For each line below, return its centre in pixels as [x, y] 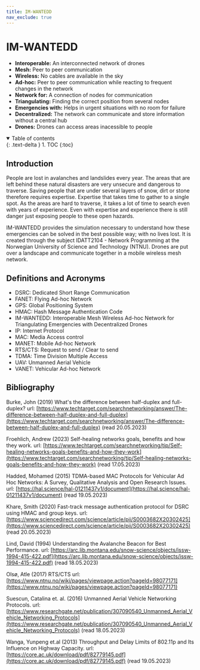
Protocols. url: [23, 605]
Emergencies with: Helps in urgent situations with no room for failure [100, 108]
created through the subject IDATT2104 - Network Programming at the [93, 240]
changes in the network [44, 89]
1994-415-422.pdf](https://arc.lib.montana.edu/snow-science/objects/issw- [100, 556]
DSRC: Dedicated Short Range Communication [72, 293]
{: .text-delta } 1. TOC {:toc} [40, 145]
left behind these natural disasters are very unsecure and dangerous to [93, 184]
